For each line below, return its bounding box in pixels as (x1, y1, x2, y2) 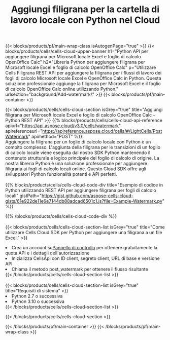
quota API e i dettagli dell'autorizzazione (5, 250, 90, 256)
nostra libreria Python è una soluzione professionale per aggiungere (5, 161, 148, 167)
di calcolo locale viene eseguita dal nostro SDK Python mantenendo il (5, 149, 151, 156)
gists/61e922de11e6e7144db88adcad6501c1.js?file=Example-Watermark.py (5, 198, 163, 204)
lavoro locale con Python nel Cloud (10, 14, 160, 26)
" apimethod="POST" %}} (28, 133, 83, 140)
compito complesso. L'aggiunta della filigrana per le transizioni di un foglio (5, 144, 161, 150)
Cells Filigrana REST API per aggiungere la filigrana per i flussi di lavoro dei (5, 70, 162, 76)
